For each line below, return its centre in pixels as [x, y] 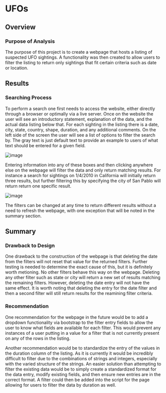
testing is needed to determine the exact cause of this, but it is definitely [79, 267]
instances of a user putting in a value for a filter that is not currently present [82, 333]
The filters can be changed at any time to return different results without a [81, 205]
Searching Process [28, 98]
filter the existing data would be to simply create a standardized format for [81, 369]
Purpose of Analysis [30, 41]
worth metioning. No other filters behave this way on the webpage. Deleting [83, 272]
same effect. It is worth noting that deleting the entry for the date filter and [81, 288]
